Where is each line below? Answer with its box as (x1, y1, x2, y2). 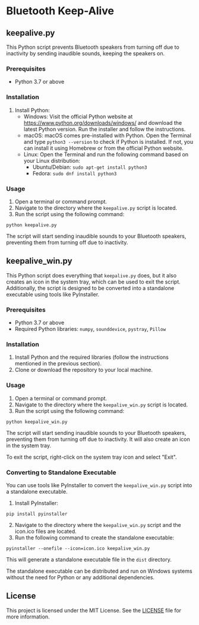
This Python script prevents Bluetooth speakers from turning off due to (6, 43, 179, 50)
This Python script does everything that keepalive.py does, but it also (6, 272, 177, 279)
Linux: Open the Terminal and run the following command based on (23, 150, 189, 158)
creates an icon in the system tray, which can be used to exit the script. (6, 278, 181, 285)
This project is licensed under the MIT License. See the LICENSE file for (6, 607, 182, 614)
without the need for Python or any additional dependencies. (6, 573, 155, 580)
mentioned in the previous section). (14, 360, 102, 367)
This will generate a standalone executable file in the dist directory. (6, 555, 172, 563)
